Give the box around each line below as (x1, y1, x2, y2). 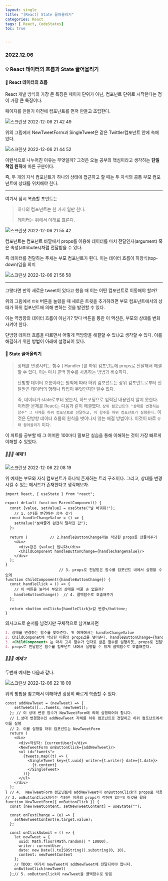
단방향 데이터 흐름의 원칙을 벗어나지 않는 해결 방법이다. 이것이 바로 (26, 415, 156, 421)
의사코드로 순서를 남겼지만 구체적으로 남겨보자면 (5, 620, 99, 626)
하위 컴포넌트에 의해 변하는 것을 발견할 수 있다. (14, 305, 105, 311)
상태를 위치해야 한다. (18, 180, 59, 186)
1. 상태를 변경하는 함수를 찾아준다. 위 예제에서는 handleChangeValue (5, 630, 134, 635)
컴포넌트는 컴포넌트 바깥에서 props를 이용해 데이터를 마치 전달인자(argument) (5, 238, 157, 244)
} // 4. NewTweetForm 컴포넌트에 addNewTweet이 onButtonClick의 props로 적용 (5, 790, 163, 795)
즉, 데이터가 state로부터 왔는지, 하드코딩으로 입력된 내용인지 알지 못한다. (17, 397, 158, 403)
